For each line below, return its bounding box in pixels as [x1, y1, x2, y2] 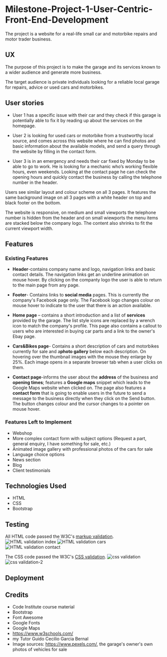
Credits [5, 590, 29, 599]
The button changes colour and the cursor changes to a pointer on [12, 401, 150, 407]
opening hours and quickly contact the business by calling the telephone [12, 174, 162, 180]
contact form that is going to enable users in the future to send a [12, 390, 146, 396]
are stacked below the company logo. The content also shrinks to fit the [5, 220, 153, 226]
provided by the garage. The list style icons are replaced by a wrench [12, 317, 156, 323]
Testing [5, 520, 29, 529]
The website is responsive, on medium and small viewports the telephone [5, 209, 156, 215]
